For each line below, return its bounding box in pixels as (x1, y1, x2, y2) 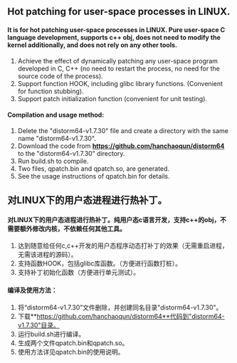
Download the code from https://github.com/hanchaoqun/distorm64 (17, 142, 225, 150)
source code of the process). (17, 71, 103, 80)
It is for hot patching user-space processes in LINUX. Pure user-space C (7, 25, 226, 34)
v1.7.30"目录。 (17, 320, 60, 330)
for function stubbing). (17, 87, 84, 95)
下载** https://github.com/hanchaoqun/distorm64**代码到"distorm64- (17, 312, 226, 320)
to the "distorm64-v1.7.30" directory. (17, 149, 125, 157)
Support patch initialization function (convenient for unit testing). (17, 94, 208, 102)
